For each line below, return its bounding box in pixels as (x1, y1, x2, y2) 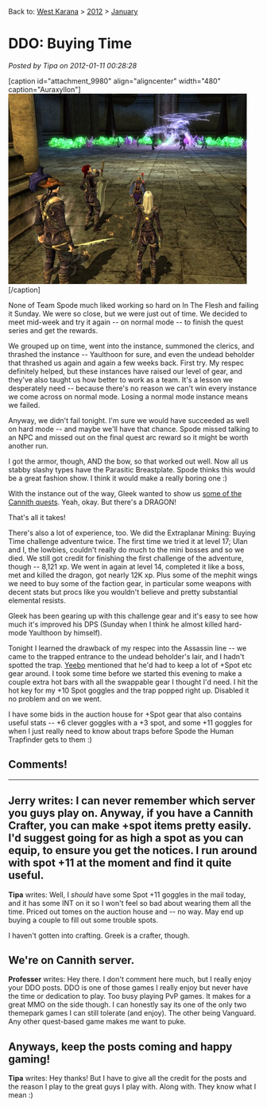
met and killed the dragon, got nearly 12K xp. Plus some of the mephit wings (8, 570, 258, 580)
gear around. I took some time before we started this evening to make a (8, 668, 242, 678)
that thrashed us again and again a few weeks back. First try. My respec (8, 358, 245, 367)
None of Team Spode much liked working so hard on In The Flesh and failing (8, 300, 259, 309)
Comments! (8, 758, 68, 771)
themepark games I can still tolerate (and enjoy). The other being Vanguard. (8, 1008, 257, 1018)
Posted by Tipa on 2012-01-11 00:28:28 (8, 60, 137, 70)
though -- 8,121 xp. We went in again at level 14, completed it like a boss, (8, 561, 245, 571)
